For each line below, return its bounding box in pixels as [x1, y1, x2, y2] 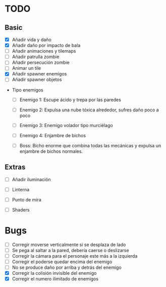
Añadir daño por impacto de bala [12, 43, 81, 49]
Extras [5, 163, 26, 172]
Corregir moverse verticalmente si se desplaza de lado [12, 241, 126, 248]
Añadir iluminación [12, 176, 51, 182]
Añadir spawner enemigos [12, 71, 67, 77]
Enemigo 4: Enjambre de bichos [19, 132, 86, 138]
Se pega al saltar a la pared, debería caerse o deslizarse [12, 247, 129, 253]
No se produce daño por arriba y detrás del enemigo [12, 264, 122, 271]
